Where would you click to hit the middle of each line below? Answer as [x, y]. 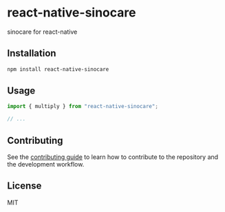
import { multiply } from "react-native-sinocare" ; [83, 107]
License [24, 186]
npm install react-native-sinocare [58, 69]
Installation [32, 53]
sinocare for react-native [42, 32]
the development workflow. [46, 164]
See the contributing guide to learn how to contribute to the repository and [113, 157]
